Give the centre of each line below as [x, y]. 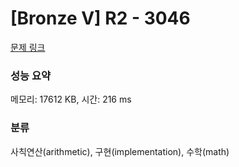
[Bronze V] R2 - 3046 [100, 18]
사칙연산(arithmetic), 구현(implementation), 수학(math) [120, 151]
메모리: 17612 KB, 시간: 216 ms [71, 99]
